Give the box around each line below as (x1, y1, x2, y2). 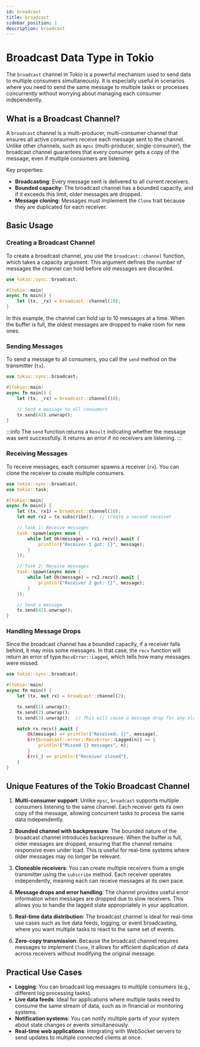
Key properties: (6, 167, 44, 173)
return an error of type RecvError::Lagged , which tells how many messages (6, 653, 190, 661)
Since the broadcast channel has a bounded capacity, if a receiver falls (6, 640, 180, 648)
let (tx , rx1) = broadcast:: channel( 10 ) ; (17, 508, 121, 514)
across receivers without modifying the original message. (14, 950, 156, 957)
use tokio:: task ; (6, 486, 49, 493)
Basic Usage (6, 220, 54, 231)
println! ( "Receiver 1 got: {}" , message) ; (37, 541, 145, 547)
